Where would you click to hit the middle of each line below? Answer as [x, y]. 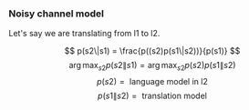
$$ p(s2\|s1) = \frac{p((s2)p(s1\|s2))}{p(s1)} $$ [152, 51]
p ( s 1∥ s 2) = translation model [152, 96]
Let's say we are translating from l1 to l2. [84, 34]
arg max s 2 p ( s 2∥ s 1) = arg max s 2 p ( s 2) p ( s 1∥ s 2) [152, 66]
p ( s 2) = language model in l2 [152, 82]
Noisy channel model [57, 14]
